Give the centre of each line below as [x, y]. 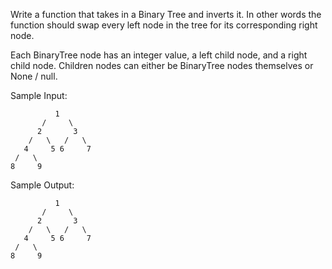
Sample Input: [39, 95]
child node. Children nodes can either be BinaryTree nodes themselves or [162, 65]
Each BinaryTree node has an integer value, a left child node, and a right [159, 55]
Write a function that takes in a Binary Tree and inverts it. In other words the [166, 14]
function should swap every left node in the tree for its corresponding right [164, 25]
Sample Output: [42, 185]
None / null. [34, 76]
